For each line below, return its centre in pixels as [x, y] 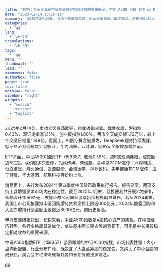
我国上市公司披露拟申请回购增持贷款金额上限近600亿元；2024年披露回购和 [80, 203]
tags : [10, 50]
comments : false [21, 73]
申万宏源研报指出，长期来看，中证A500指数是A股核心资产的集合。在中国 [78, 220]
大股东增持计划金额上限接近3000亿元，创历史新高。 [57, 209]
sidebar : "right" [23, 95]
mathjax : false [20, 91]
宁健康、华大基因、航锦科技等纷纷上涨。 [45, 175]
